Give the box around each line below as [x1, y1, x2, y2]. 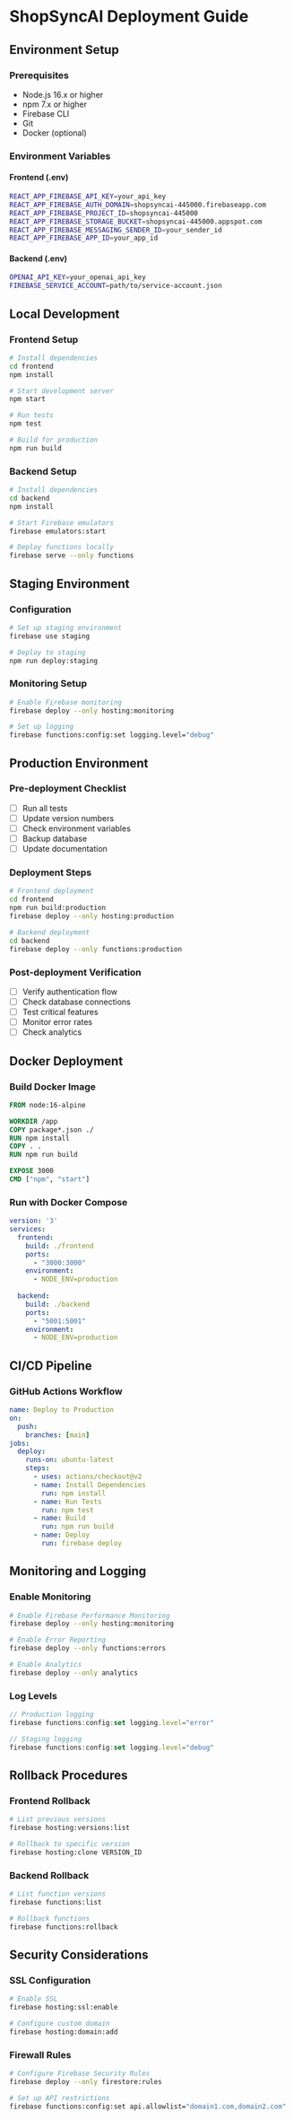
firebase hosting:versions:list [9, 1824, 130, 1833]
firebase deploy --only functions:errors [9, 1644, 167, 1653]
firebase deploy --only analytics [9, 1668, 139, 1678]
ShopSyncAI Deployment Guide [9, 6, 249, 27]
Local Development [9, 306, 120, 321]
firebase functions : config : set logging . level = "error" [9, 1718, 215, 1727]
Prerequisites [9, 69, 69, 82]
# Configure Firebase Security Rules [9, 2069, 151, 2079]
